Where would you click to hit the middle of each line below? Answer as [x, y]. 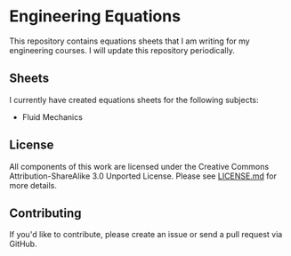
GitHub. [23, 244]
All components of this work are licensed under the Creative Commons [139, 166]
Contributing [45, 213]
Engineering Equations [95, 16]
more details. [33, 185]
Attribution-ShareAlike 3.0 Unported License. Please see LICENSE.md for [143, 176]
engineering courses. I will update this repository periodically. [122, 50]
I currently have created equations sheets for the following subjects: [134, 100]
